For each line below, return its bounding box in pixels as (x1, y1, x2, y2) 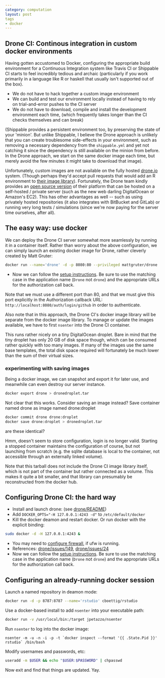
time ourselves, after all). (5, 210, 56, 215)
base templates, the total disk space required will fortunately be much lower (5, 347, 159, 353)
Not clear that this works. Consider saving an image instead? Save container (5, 400, 160, 406)
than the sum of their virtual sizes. (5, 352, 74, 358)
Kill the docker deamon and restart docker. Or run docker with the (12, 517, 146, 523)
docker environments (5, 47, 72, 55)
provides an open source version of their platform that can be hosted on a (5, 183, 155, 189)
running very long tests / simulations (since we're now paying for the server (5, 205, 159, 211)
